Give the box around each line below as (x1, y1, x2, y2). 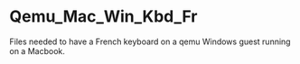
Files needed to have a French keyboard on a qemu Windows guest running (9, 36, 291, 47)
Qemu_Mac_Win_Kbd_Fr (9, 6, 198, 27)
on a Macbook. (9, 45, 65, 56)
